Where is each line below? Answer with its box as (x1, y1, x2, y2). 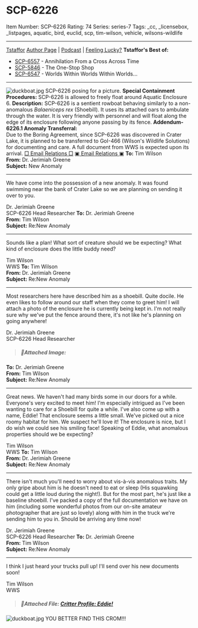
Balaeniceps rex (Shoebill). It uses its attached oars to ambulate (34, 106, 189, 113)
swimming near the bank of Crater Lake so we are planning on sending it (6, 185, 183, 192)
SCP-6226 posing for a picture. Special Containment (45, 87, 175, 94)
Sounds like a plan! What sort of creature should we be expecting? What (6, 239, 181, 246)
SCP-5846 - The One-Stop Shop (14, 64, 94, 71)
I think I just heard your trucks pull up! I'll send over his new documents (6, 563, 179, 570)
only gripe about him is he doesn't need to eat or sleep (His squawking (6, 484, 178, 491)
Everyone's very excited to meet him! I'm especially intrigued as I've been (6, 399, 185, 406)
